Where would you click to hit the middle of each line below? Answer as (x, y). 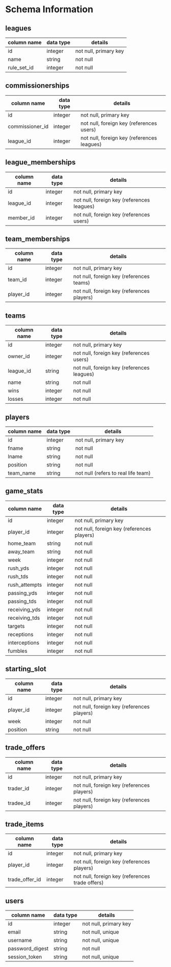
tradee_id (19, 803)
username (20, 941)
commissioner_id (28, 126)
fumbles (18, 651)
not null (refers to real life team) (113, 473)
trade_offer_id (24, 879)
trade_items (25, 824)
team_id (17, 280)
